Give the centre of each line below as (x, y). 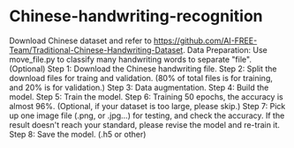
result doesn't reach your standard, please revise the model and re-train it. (145, 124)
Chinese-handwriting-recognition (136, 16)
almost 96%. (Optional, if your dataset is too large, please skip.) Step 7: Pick (147, 106)
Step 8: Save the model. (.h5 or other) (78, 134)
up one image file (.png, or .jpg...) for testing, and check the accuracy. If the (147, 115)
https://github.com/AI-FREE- (205, 41)
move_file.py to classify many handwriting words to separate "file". (130, 59)
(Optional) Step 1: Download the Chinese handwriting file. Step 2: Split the (143, 69)
